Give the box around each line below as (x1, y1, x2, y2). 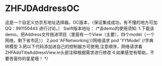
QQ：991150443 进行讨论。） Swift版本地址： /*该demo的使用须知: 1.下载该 (5, 25, 155, 31)
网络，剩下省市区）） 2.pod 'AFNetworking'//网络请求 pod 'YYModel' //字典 (5, 37, 154, 43)
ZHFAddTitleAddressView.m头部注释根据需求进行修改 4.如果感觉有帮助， (5, 49, 150, 55)
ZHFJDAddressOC (5, 3, 80, 14)
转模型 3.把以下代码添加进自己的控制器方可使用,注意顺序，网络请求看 (5, 43, 143, 49)
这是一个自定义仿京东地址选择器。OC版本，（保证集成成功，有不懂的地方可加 (5, 19, 158, 25)
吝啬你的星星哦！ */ (9, 55, 48, 61)
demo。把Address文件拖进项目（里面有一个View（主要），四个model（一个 (5, 31, 155, 37)
